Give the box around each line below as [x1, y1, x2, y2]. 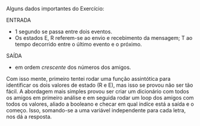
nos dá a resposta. [6, 113, 52, 120]
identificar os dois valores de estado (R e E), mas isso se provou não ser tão [6, 81, 193, 89]
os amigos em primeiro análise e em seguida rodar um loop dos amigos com [6, 94, 194, 101]
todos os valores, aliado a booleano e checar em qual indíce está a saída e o [6, 100, 194, 108]
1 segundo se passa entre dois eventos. [14, 28, 112, 35]
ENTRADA [6, 17, 31, 23]
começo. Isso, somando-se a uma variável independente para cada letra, [6, 107, 186, 114]
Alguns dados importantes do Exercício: [6, 5, 104, 12]
